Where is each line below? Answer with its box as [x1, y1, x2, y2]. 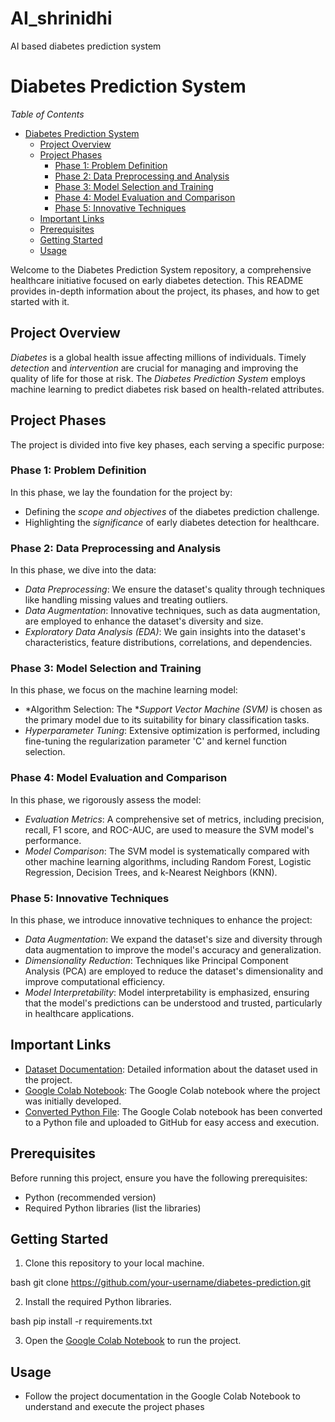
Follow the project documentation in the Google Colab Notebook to [24, 1390, 301, 1402]
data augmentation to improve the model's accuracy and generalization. [24, 943, 322, 956]
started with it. [10, 295, 70, 307]
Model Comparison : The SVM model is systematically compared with [24, 845, 310, 857]
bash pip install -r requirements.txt [10, 1315, 153, 1327]
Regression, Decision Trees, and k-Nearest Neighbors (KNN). [24, 866, 278, 878]
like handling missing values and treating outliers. [24, 594, 229, 606]
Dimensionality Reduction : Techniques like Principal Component [24, 954, 289, 966]
